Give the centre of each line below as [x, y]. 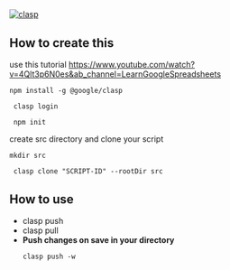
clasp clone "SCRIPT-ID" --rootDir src [88, 172]
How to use [41, 199]
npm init [30, 123]
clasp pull [40, 230]
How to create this [62, 43]
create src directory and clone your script [87, 139]
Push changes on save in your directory [98, 240]
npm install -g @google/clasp [66, 91]
